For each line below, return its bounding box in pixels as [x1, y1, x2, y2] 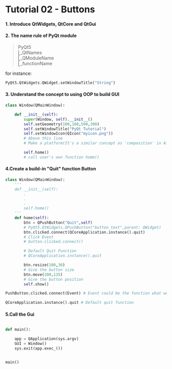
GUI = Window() [14, 341, 47, 346]
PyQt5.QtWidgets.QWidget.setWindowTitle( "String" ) [5, 80, 116, 85]
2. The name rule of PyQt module [5, 32, 77, 39]
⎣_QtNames [17, 49, 42, 55]
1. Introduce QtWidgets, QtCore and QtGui [5, 21, 96, 27]
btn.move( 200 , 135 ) [24, 272, 63, 277]
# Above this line [24, 136, 63, 141]
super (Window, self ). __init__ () [24, 116, 93, 122]
